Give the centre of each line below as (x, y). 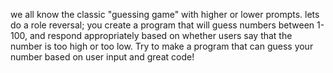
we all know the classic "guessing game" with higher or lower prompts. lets (165, 14)
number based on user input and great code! (102, 57)
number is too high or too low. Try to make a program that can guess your (162, 46)
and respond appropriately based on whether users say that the (161, 35)
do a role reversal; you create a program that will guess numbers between (162, 25)
